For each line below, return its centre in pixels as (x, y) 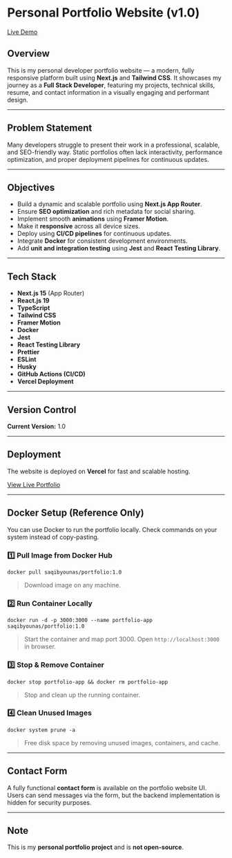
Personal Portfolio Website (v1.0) (104, 13)
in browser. (40, 647)
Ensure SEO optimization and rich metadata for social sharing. (106, 212)
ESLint (27, 359)
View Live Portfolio (34, 484)
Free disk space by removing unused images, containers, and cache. (122, 742)
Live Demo (22, 32)
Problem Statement (50, 128)
